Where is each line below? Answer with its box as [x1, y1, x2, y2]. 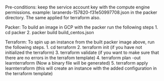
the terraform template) [5, 71, 53, 76]
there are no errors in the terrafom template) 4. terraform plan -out [5, 55, 141, 61]
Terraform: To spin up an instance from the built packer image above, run [5, 39, 155, 45]
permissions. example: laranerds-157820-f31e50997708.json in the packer [5, 9, 158, 15]
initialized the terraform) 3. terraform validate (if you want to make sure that [5, 49, 160, 55]
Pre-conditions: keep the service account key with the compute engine [5, 4, 150, 10]
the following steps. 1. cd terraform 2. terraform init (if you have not [5, 44, 142, 50]
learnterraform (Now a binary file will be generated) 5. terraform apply [5, 60, 148, 66]
